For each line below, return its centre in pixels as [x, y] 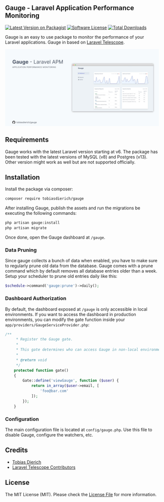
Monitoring [22, 16]
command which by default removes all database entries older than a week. [81, 271]
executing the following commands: [41, 213]
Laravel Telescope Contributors [44, 467]
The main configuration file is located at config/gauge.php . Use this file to [79, 430]
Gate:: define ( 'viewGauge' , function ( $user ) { [71, 381]
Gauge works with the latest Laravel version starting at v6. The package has [82, 152]
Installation [22, 177]
